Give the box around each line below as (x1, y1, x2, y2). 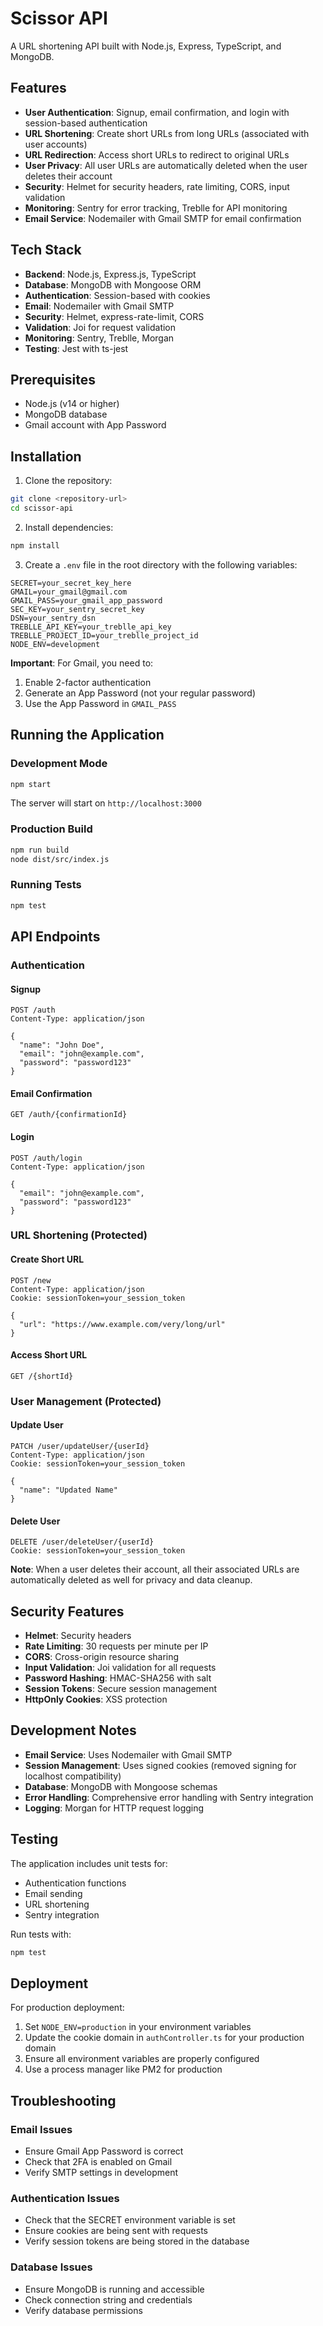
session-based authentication (24, 117, 148, 129)
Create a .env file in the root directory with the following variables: (24, 558, 298, 571)
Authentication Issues (10, 2191, 120, 2205)
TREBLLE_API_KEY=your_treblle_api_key (10, 622, 172, 632)
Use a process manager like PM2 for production (24, 2063, 223, 2076)
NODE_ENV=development (10, 639, 101, 649)
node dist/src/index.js (10, 854, 110, 864)
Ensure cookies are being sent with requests (24, 2225, 208, 2237)
